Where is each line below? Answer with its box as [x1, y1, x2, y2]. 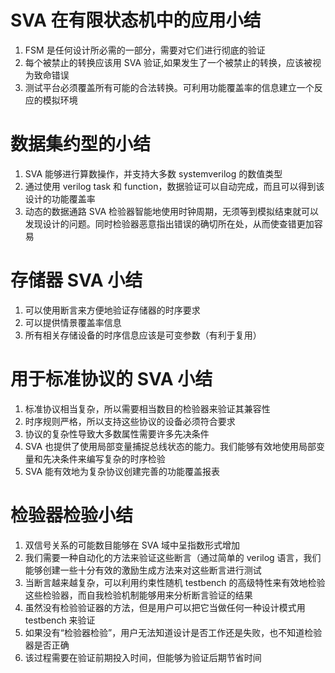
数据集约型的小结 [10, 133, 152, 156]
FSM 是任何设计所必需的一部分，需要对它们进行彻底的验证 [24, 44, 266, 56]
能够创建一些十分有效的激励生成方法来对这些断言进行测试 [24, 564, 262, 576]
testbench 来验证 [24, 614, 96, 626]
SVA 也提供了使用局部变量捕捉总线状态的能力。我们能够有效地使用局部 [24, 440, 317, 452]
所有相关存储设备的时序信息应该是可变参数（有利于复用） [24, 329, 262, 341]
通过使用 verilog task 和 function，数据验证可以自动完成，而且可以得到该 [24, 180, 325, 192]
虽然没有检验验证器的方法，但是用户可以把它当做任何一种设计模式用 [24, 601, 306, 613]
